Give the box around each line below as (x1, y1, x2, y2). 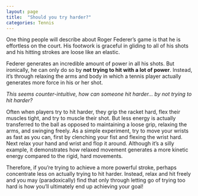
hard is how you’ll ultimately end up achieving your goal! (6, 183, 143, 190)
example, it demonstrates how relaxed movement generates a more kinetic (6, 146, 189, 153)
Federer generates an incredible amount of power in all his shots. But (6, 60, 175, 67)
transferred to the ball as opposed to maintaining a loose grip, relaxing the (6, 121, 187, 128)
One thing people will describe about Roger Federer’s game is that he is (6, 36, 181, 43)
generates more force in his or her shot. (6, 79, 103, 86)
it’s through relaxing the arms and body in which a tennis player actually (6, 72, 181, 80)
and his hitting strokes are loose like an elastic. (6, 49, 120, 56)
